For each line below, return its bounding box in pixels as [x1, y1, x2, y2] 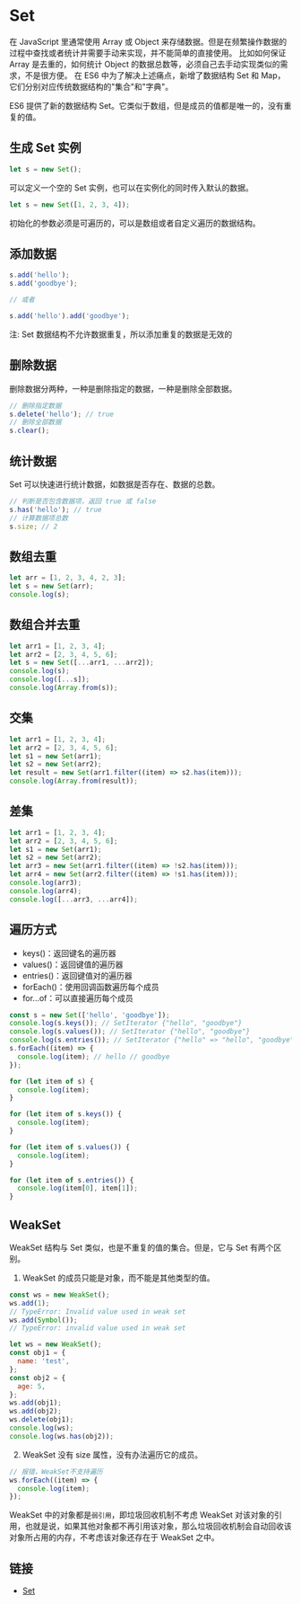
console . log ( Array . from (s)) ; [9, 684, 118, 693]
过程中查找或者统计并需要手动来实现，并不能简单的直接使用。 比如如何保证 [9, 47, 287, 58]
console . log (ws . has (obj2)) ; [9, 1431, 115, 1440]
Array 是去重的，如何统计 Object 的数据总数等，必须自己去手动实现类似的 [9, 58, 280, 69]
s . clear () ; [9, 426, 50, 436]
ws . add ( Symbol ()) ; [9, 1316, 78, 1325]
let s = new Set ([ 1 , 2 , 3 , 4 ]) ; [9, 199, 130, 209]
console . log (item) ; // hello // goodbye [17, 1052, 170, 1061]
